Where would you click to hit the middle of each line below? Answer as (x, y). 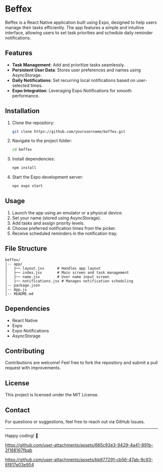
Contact (17, 410)
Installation (22, 111)
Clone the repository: (33, 123)
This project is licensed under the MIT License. (52, 395)
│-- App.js (16, 290)
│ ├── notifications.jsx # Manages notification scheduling (69, 281)
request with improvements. (33, 368)
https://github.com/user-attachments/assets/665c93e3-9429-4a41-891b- (79, 445)
